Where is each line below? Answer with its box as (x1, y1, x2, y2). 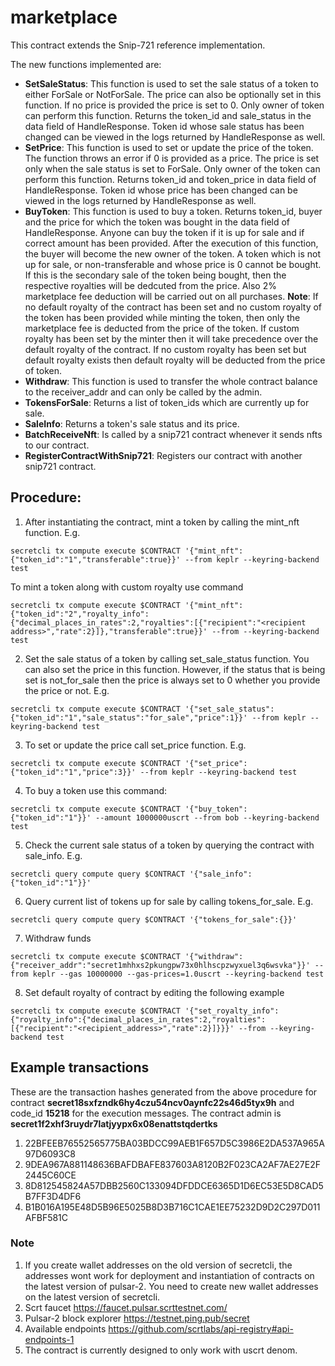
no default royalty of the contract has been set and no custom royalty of (24, 301, 323, 313)
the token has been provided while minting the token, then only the (24, 311, 301, 323)
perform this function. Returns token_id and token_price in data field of (24, 173, 317, 185)
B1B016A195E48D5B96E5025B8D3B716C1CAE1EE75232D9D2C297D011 (24, 1201, 321, 1213)
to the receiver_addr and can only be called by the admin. (24, 386, 263, 398)
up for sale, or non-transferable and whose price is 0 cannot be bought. (24, 258, 322, 270)
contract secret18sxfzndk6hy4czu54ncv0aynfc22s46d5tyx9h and (10, 1096, 295, 1108)
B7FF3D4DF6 (24, 1190, 82, 1202)
